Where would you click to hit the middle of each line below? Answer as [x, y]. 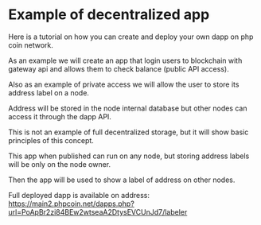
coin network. [31, 45]
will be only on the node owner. [60, 164]
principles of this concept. [51, 140]
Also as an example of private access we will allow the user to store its [124, 84]
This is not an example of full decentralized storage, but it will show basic [129, 132]
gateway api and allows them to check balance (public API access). [119, 68]
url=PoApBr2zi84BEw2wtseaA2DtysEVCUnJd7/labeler [98, 211]
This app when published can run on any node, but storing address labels [129, 156]
